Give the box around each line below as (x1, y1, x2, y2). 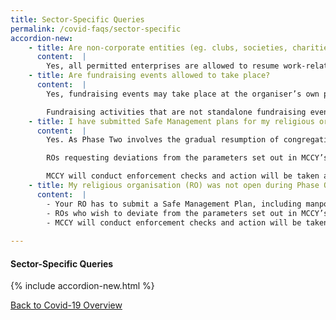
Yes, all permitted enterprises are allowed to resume (46, 61, 280, 71)
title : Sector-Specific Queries (10, 14, 145, 25)
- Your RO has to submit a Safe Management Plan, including (46, 199, 302, 209)
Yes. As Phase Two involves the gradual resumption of (46, 135, 280, 145)
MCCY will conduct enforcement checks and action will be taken (46, 171, 320, 181)
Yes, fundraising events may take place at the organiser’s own (46, 89, 320, 99)
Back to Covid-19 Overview (10, 299, 123, 311)
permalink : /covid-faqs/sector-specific (10, 24, 182, 34)
